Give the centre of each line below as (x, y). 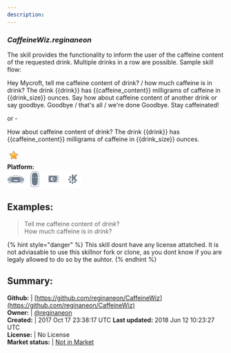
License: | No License (39, 334)
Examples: (30, 207)
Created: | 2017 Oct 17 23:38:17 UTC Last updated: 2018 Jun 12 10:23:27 (111, 320)
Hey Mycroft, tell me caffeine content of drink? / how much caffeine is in (110, 82)
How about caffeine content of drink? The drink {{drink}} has (94, 132)
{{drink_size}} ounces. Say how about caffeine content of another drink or (112, 98)
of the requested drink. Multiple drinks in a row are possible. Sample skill (110, 62)
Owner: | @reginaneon (40, 312)
